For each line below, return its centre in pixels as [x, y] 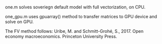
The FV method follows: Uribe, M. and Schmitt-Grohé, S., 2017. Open [74, 31]
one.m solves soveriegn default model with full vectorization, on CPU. [75, 7]
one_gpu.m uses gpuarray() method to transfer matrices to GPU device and [81, 16]
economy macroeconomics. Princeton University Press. [61, 36]
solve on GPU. [19, 22]
